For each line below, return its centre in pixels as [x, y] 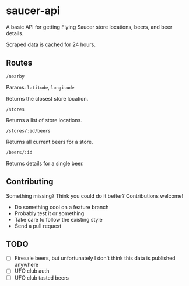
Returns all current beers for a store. [50, 142]
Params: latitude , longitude [40, 87]
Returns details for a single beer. [45, 163]
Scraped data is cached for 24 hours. [51, 44]
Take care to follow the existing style [59, 219]
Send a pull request [38, 226]
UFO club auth [32, 271]
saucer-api [33, 11]
